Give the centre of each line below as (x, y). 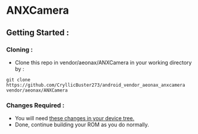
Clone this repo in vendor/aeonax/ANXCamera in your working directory (103, 62)
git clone (18, 80)
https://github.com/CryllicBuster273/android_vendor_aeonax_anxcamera (96, 85)
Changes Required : (35, 105)
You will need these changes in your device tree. (75, 118)
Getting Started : (38, 33)
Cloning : (20, 50)
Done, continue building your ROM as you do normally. (82, 125)
